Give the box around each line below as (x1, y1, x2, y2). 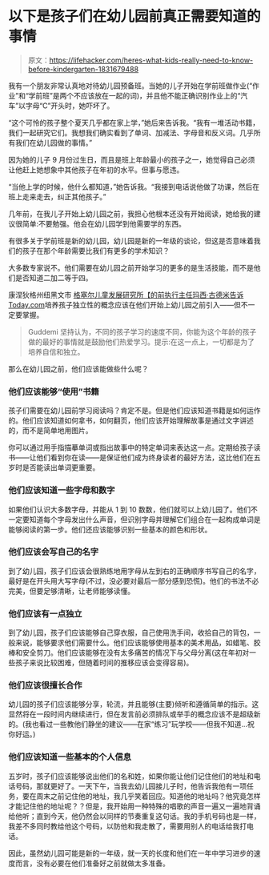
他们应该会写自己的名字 (8, 546, 98, 557)
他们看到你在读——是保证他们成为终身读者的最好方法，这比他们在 (35, 453, 254, 463)
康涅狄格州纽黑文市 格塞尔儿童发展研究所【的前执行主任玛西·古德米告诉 (8, 290, 244, 299)
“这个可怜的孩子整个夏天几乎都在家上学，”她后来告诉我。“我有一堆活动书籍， (8, 118, 260, 127)
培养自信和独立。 (27, 347, 85, 356)
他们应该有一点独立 (8, 608, 82, 619)
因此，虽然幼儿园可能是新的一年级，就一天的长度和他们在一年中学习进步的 (8, 848, 254, 857)
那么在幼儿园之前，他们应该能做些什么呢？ (8, 363, 149, 373)
